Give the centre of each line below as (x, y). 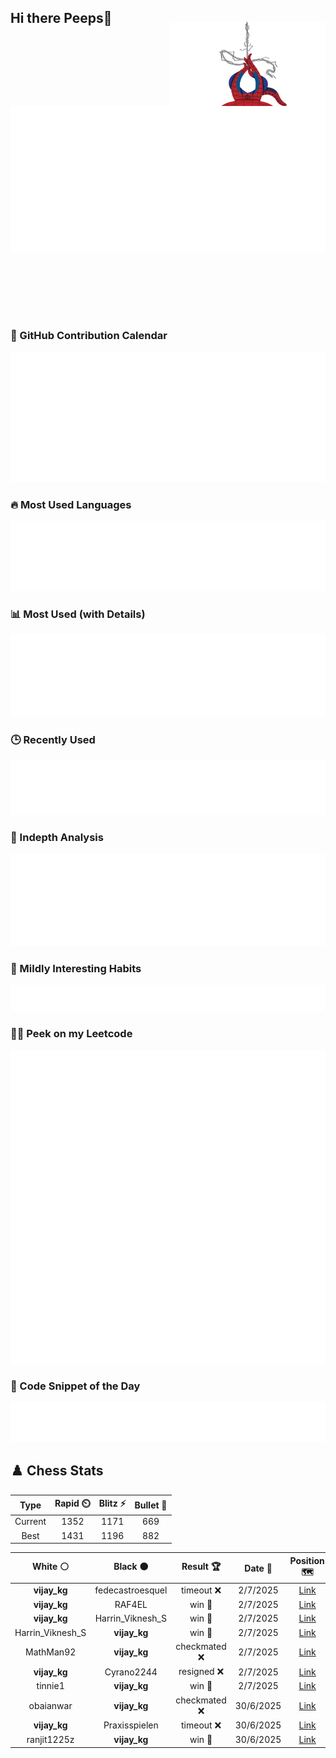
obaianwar (50, 1705)
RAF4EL (131, 1605)
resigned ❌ (201, 1672)
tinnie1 (50, 1686)
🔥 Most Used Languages (71, 505)
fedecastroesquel (131, 1590)
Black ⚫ (131, 1567)
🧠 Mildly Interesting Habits (76, 969)
